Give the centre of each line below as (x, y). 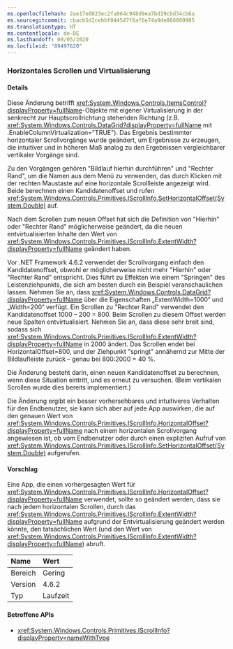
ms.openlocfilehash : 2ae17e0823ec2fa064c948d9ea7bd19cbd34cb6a (101, 14)
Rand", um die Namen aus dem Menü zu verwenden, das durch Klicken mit (115, 176)
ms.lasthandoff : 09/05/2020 (48, 40)
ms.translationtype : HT (42, 27)
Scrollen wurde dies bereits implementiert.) (69, 387)
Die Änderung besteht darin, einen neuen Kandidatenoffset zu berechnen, (113, 373)
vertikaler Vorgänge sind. (43, 155)
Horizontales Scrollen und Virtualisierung (79, 71)
